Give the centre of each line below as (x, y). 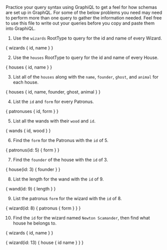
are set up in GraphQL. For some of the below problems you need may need (84, 12)
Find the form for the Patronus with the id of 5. (61, 140)
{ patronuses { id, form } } (32, 111)
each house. (26, 82)
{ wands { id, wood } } (28, 130)
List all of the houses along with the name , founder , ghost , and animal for (86, 77)
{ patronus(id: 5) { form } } (32, 150)
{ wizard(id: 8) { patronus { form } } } (43, 208)
